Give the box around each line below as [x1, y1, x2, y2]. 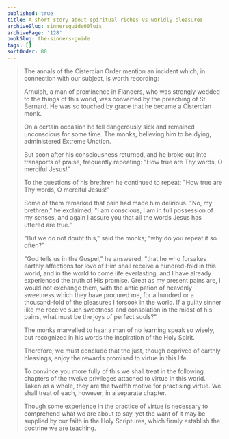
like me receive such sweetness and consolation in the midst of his [23, 305, 213, 314]
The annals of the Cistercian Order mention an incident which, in [23, 66, 206, 75]
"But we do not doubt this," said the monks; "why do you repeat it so [23, 234, 217, 242]
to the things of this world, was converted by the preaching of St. [23, 95, 207, 103]
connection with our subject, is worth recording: [23, 74, 159, 82]
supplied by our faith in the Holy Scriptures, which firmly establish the [23, 416, 221, 425]
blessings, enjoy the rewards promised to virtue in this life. [23, 353, 189, 362]
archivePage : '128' [7, 29, 63, 36]
